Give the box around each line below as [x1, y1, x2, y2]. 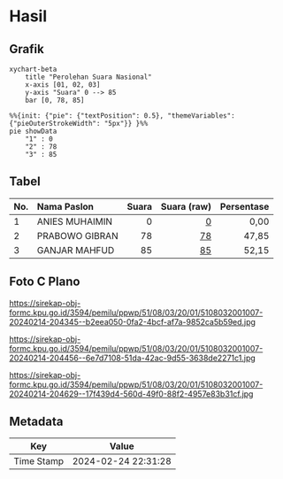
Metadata [9, 414, 64, 429]
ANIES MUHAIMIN [36, 215, 113, 228]
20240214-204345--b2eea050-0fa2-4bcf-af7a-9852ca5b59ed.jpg [9, 316, 256, 327]
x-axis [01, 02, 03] [25, 81, 101, 89]
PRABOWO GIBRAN [36, 229, 119, 242]
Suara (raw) [160, 200, 212, 212]
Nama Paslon [36, 200, 95, 212]
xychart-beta [9, 65, 57, 73]
